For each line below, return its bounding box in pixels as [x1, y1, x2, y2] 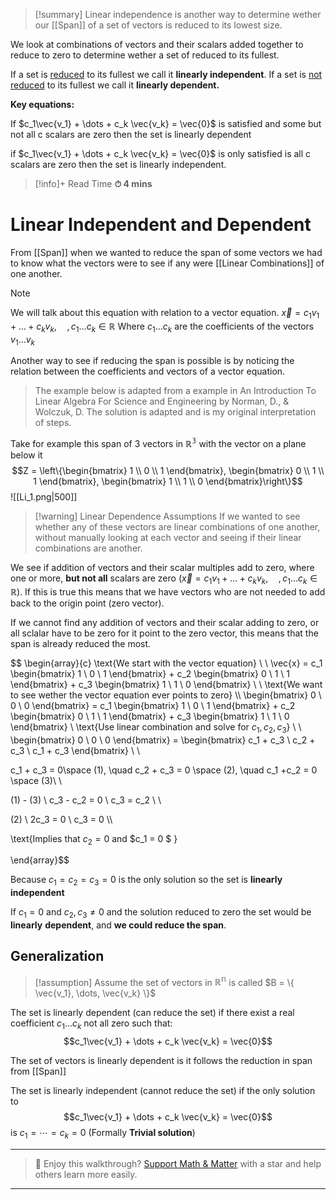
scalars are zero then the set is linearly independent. [10, 159, 227, 170]
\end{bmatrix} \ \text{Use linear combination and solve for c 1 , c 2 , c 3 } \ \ [10, 720, 302, 735]
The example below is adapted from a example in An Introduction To [34, 385, 317, 397]
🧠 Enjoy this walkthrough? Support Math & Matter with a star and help [34, 1158, 322, 1170]
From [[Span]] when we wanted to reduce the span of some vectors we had [10, 246, 323, 258]
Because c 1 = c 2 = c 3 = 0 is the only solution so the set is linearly [10, 874, 283, 888]
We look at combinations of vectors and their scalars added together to [10, 39, 304, 50]
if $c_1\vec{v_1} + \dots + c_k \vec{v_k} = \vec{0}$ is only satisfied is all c [10, 148, 312, 159]
